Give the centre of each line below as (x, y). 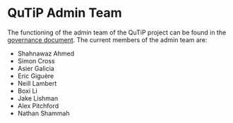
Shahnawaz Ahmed (46, 53)
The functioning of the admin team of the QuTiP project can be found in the (117, 32)
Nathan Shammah (43, 113)
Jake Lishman (38, 98)
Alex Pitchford (38, 105)
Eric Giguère (36, 76)
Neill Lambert (37, 83)
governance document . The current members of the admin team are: (107, 39)
